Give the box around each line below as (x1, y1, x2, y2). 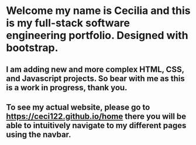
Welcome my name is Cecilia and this (6, 4, 191, 17)
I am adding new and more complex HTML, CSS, (6, 64, 184, 74)
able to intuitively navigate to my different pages (6, 121, 187, 130)
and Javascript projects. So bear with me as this (6, 73, 185, 83)
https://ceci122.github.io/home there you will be (6, 111, 187, 121)
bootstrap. (6, 41, 59, 55)
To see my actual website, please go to (6, 102, 150, 112)
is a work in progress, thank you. (6, 83, 128, 93)
